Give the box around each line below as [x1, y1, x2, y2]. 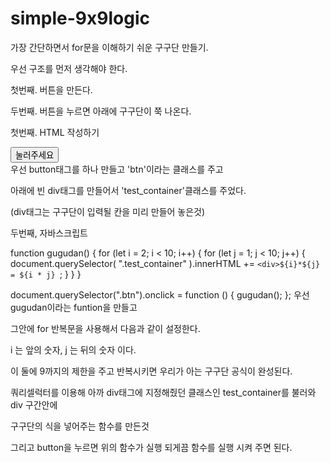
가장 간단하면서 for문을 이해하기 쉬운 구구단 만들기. [10, 41, 209, 53]
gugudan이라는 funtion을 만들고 [10, 301, 138, 313]
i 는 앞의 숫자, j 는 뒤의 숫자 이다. [10, 343, 137, 356]
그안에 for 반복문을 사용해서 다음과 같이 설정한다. [10, 322, 201, 334]
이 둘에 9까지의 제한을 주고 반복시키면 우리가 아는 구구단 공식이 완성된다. [10, 365, 293, 377]
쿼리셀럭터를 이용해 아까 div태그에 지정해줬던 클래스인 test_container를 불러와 [10, 386, 317, 398]
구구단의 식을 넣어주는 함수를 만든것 [10, 420, 150, 432]
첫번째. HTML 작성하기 [10, 126, 100, 138]
